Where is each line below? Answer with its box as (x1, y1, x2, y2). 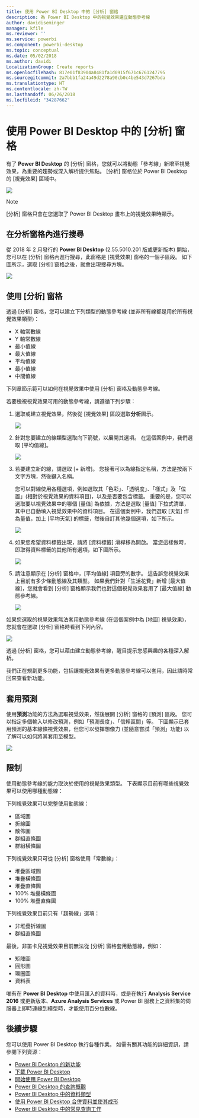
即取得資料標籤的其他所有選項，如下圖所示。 (14, 546, 124, 553)
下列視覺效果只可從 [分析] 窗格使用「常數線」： (6, 854, 120, 862)
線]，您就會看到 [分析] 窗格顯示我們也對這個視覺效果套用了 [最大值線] (14, 585, 185, 592)
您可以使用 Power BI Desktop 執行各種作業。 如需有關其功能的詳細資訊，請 (6, 1040, 189, 1048)
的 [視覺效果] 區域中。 (6, 175, 60, 182)
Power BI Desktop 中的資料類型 (14, 1090, 91, 1097)
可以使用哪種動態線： (11, 787, 63, 794)
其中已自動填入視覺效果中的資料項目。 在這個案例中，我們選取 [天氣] (14, 508, 182, 515)
